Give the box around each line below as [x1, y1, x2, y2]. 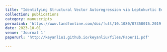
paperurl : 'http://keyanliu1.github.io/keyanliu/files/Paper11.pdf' [5, 35, 150, 40]
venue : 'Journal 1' [5, 30, 46, 35]
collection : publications [5, 12, 59, 17]
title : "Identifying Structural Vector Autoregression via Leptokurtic [5, 7, 157, 12]
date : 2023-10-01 [5, 26, 41, 31]
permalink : [5, 21, 28, 26]
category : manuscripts [5, 16, 52, 21]
